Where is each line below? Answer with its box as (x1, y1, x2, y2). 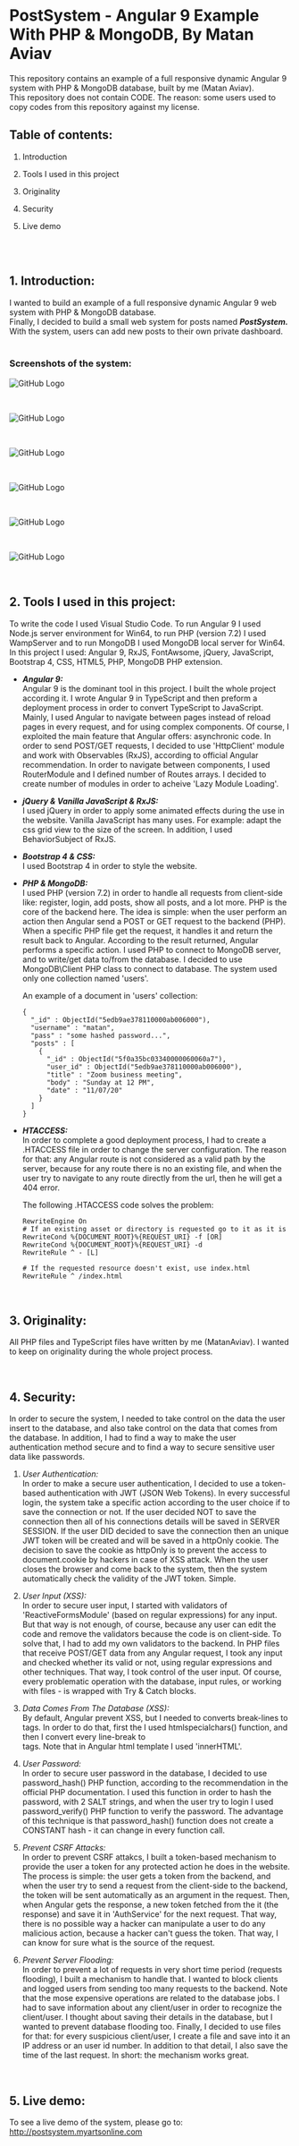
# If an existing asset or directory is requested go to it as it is (21, 1224, 287, 1233)
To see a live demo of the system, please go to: (9, 2117, 183, 2128)
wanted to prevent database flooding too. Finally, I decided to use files (21, 2022, 281, 2032)
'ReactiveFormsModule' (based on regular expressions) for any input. (21, 1610, 278, 1621)
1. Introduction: (9, 274, 96, 289)
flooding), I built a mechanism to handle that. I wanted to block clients (21, 1974, 278, 1985)
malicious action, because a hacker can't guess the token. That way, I (21, 1928, 278, 1938)
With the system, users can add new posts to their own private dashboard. (9, 326, 284, 336)
